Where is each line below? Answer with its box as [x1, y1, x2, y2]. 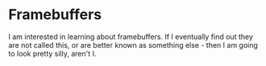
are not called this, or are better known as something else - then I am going [8, 40, 258, 49]
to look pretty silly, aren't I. [8, 49, 97, 58]
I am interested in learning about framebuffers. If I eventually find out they [8, 32, 254, 41]
